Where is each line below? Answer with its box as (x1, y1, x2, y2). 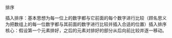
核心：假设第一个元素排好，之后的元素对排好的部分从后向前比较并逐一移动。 (5, 27, 167, 33)
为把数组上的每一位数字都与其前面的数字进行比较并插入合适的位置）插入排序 (5, 21, 167, 27)
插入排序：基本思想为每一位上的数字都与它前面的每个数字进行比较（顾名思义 (5, 15, 167, 21)
